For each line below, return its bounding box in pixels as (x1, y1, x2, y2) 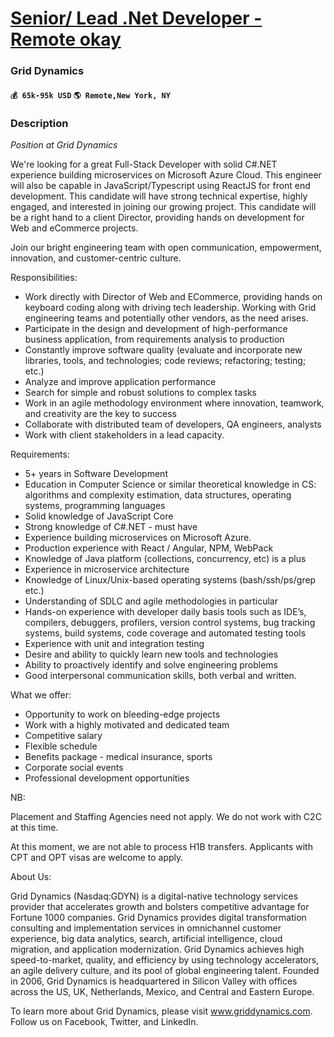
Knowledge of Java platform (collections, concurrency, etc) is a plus (24, 553, 307, 564)
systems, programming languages (24, 500, 166, 511)
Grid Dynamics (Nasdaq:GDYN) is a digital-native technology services (10, 890, 299, 902)
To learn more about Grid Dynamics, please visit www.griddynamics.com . (10, 1005, 313, 1017)
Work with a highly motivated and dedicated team (24, 719, 230, 731)
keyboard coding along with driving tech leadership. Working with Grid (24, 302, 317, 313)
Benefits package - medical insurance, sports (24, 751, 213, 762)
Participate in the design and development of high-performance (24, 323, 288, 334)
